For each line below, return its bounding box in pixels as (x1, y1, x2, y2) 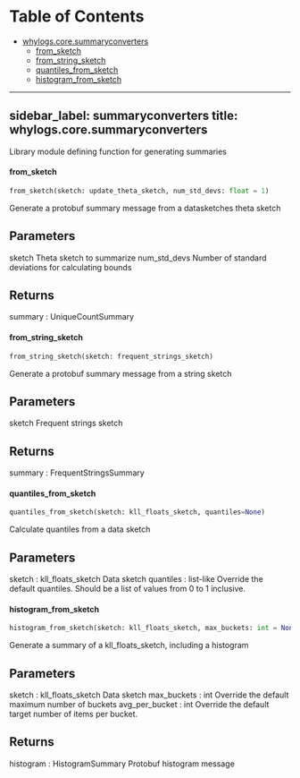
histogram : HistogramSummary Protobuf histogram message (9, 758, 235, 769)
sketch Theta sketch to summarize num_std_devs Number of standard (9, 252, 267, 263)
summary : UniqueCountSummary (9, 312, 135, 322)
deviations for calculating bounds (9, 261, 132, 272)
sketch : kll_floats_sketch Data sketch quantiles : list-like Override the (9, 574, 263, 585)
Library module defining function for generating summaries (9, 146, 228, 157)
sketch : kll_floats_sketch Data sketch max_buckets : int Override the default (9, 689, 289, 700)
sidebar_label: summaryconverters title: (9, 108, 238, 124)
